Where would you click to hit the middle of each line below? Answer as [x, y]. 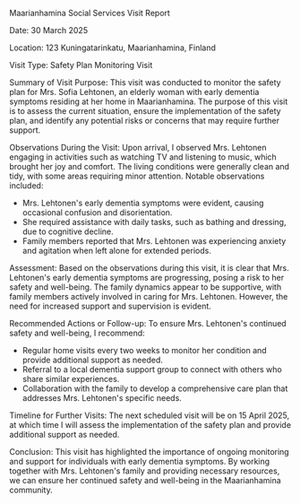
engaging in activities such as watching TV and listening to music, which [143, 157]
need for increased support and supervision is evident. [111, 306]
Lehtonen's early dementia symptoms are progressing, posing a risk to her [147, 278]
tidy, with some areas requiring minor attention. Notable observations [137, 176]
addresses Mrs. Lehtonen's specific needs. [102, 398]
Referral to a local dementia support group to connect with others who [152, 369]
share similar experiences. [71, 379]
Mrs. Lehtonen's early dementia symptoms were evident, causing [143, 203]
